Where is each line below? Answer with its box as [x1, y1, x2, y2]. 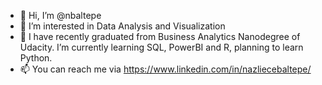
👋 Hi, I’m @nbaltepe [19, 10, 102, 21]
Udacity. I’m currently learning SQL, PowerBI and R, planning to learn [19, 41, 304, 53]
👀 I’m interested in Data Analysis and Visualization [19, 20, 226, 32]
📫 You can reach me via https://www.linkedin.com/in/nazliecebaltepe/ [19, 63, 312, 75]
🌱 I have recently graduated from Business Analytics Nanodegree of [19, 31, 301, 42]
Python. [19, 52, 53, 64]
